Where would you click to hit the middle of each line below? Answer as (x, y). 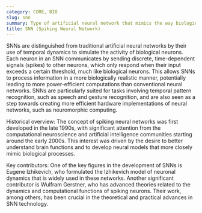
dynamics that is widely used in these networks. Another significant (90, 178)
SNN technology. (27, 204)
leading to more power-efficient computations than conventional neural (94, 84)
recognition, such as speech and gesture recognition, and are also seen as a (101, 97)
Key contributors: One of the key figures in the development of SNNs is (94, 165)
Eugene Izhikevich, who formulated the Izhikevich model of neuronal (91, 172)
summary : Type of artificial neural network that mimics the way (90, 23)
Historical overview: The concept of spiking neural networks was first (92, 122)
